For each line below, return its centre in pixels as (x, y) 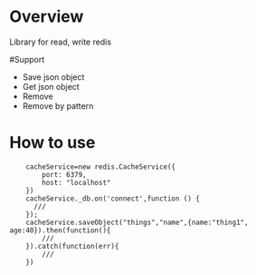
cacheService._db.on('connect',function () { (113, 198)
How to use (52, 143)
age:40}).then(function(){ (60, 230)
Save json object (53, 77)
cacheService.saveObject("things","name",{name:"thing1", (137, 222)
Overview (47, 17)
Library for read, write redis (60, 42)
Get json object (51, 86)
